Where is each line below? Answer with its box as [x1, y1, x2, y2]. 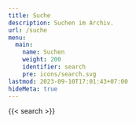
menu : [8, 33, 26, 42]
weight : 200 [22, 56, 61, 64]
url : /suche [8, 26, 47, 34]
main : [15, 41, 34, 49]
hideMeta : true [8, 84, 58, 93]
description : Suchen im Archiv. [8, 19, 114, 27]
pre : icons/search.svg [22, 70, 97, 78]
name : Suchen [22, 48, 65, 56]
